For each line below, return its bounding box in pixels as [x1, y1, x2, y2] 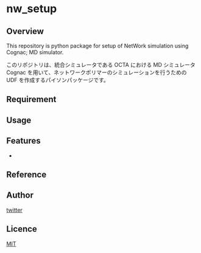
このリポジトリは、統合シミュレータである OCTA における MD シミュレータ [6, 61, 196, 68]
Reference [6, 169, 47, 179]
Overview [6, 26, 44, 36]
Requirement [6, 94, 57, 105]
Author [6, 190, 33, 201]
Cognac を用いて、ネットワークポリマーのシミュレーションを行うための [6, 69, 187, 76]
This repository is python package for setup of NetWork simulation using [6, 42, 189, 49]
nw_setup [6, 2, 57, 16]
